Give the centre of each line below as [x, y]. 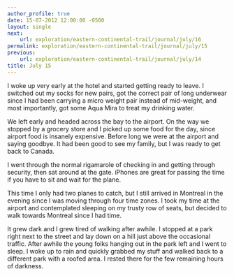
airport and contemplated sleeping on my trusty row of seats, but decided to [117, 208]
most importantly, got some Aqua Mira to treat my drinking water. [101, 108]
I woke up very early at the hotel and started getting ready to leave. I [105, 85]
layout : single [29, 27]
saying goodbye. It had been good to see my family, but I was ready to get [114, 143]
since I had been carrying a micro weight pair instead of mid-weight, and [112, 100]
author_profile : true [39, 14]
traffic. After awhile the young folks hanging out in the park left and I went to [117, 244]
